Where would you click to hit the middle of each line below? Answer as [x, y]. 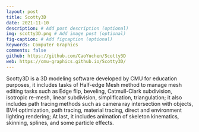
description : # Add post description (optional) [67, 28]
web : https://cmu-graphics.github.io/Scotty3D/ [66, 61]
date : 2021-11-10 [28, 23]
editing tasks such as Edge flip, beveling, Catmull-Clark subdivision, [89, 91]
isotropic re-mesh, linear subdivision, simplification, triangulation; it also [94, 97]
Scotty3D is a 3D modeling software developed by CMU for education [91, 78]
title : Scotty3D [26, 17]
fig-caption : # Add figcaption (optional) [59, 39]
